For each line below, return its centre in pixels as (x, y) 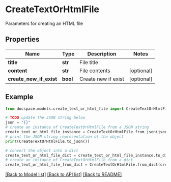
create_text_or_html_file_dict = (41, 155)
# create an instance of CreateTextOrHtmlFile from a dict (69, 160)
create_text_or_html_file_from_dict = (46, 165)
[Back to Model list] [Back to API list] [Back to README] (64, 174)
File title (89, 62)
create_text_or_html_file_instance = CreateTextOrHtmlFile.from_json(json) (87, 132)
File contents (95, 71)
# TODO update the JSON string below (45, 118)
